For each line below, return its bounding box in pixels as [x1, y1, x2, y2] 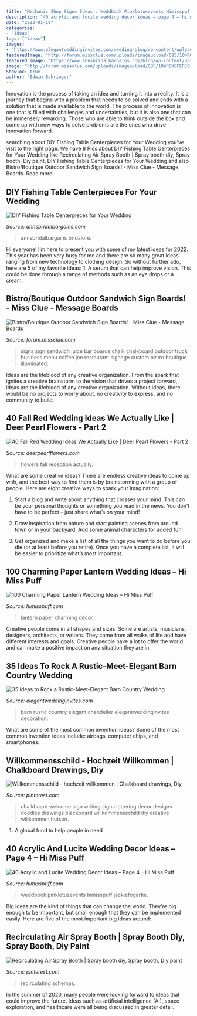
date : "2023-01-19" [6, 19, 54, 25]
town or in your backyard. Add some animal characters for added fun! [14, 526, 184, 533]
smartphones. [6, 739, 40, 746]
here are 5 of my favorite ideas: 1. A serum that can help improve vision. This [6, 264, 191, 271]
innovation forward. [6, 127, 53, 135]
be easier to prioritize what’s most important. [14, 549, 123, 557]
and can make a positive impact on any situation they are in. [6, 644, 151, 651]
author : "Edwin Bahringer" [6, 74, 72, 80]
